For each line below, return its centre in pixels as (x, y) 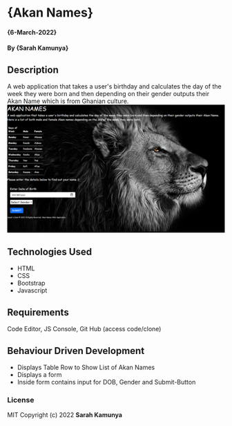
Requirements (38, 312)
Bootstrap (31, 283)
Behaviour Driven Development (76, 351)
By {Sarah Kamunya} (38, 48)
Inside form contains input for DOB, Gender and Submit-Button (106, 382)
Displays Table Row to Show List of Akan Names (86, 367)
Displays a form (39, 374)
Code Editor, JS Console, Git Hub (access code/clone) (84, 329)
